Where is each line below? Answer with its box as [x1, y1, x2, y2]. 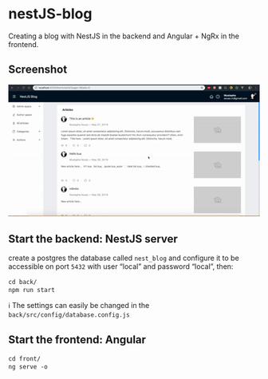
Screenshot [8, 63, 68, 77]
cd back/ [8, 278, 37, 286]
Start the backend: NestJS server [8, 232, 178, 246]
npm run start [8, 286, 56, 294]
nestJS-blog [8, 5, 93, 23]
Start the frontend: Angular [8, 333, 146, 346]
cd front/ [8, 354, 41, 363]
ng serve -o [8, 362, 48, 371]
